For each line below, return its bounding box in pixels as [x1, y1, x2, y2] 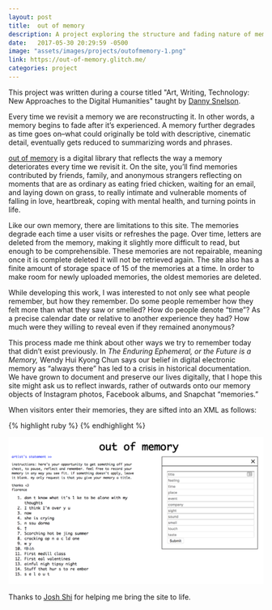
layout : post [8, 13, 53, 21]
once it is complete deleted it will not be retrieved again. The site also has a [8, 255, 260, 265]
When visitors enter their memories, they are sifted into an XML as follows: [8, 405, 257, 414]
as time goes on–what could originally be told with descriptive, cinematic [8, 129, 251, 138]
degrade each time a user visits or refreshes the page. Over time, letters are [8, 229, 261, 239]
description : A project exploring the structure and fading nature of [8, 30, 252, 38]
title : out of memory [8, 21, 85, 30]
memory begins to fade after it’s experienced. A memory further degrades [8, 120, 256, 129]
